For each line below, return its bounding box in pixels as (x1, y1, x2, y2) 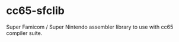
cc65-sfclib (6, 4, 65, 17)
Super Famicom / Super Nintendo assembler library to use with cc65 (6, 23, 174, 30)
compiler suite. (6, 29, 43, 36)
